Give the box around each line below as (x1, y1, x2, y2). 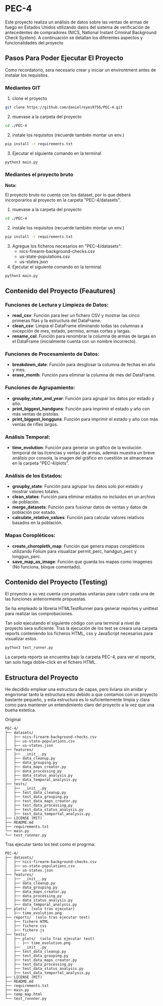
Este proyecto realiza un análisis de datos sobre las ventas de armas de (5, 19, 148, 25)
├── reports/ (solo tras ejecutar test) (5, 915, 91, 920)
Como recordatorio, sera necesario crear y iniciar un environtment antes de (5, 67, 156, 73)
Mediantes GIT (5, 84, 40, 91)
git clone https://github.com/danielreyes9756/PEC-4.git (5, 105, 123, 110)
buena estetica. (5, 707, 36, 713)
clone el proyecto (12, 96, 47, 102)
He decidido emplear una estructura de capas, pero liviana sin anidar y (5, 687, 147, 692)
